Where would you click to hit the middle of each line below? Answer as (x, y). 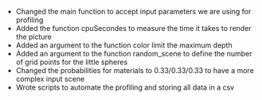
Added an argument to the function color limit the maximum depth (124, 45)
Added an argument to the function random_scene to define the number (134, 54)
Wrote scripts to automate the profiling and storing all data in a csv (125, 87)
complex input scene (50, 79)
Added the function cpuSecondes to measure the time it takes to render (134, 28)
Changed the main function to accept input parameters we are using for (133, 12)
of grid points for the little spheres (72, 62)
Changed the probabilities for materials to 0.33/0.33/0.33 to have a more (135, 70)
